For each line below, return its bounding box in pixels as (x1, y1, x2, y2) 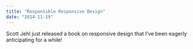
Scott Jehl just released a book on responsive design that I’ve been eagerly (6, 30, 187, 37)
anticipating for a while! (6, 36, 62, 43)
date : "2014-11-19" (6, 14, 54, 20)
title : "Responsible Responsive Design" (6, 8, 106, 15)
